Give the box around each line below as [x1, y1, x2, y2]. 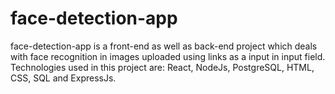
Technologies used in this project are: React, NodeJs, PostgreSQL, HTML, [10, 61, 315, 73]
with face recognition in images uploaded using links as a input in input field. [10, 50, 326, 62]
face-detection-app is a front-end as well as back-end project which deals [10, 40, 318, 52]
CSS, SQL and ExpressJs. [10, 72, 117, 84]
